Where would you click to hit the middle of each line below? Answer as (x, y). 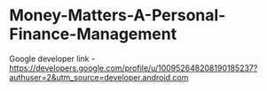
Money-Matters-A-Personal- (118, 15)
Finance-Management (93, 34)
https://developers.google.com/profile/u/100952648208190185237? (133, 68)
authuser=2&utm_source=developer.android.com (99, 77)
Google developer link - (52, 58)
